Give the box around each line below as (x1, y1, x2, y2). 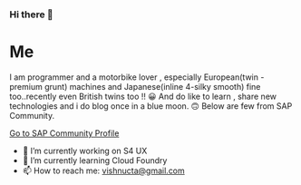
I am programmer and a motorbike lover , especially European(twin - (9, 72, 265, 83)
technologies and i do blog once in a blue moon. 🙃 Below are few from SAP (9, 100, 293, 112)
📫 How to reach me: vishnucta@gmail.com (22, 165, 186, 176)
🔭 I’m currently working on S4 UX (22, 145, 148, 156)
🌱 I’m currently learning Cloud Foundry (22, 154, 168, 166)
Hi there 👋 (9, 8, 54, 21)
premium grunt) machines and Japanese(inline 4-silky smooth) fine (9, 81, 261, 92)
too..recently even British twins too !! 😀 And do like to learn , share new (9, 91, 277, 102)
